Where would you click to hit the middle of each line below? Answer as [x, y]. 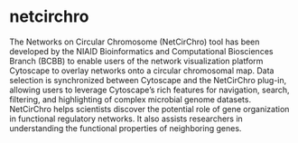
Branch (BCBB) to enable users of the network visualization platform [136, 61]
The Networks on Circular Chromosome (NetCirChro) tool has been [135, 42]
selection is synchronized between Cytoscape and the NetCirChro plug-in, [148, 80]
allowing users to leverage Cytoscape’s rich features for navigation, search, [150, 90]
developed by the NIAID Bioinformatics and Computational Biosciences [141, 51]
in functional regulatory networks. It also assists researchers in [126, 119]
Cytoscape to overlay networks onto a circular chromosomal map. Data [142, 71]
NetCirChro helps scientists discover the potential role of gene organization [149, 109]
